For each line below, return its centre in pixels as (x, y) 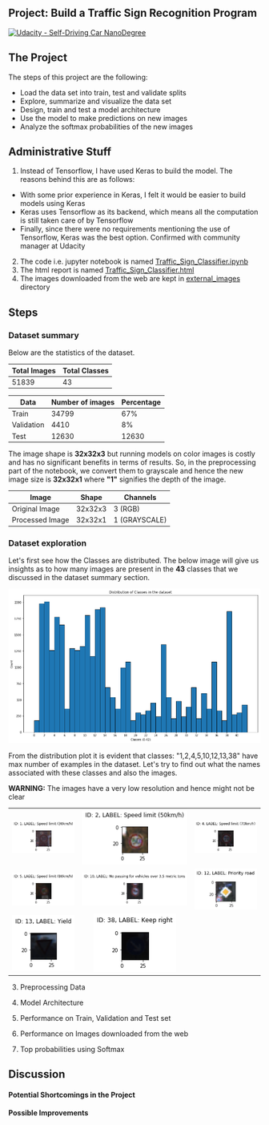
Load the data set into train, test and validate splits (103, 92)
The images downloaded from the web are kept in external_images (130, 279)
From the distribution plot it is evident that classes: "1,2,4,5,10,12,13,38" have (133, 756)
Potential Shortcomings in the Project (72, 1095)
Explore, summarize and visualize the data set (96, 101)
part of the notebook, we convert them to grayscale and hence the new (126, 471)
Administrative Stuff (60, 152)
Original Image (36, 509)
